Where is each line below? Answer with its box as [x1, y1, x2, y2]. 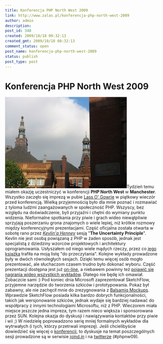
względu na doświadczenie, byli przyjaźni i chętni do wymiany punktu [5, 210, 145, 216]
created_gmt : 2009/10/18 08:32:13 [5, 39, 75, 44]
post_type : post [5, 59, 38, 64]
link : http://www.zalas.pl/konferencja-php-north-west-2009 [5, 13, 130, 18]
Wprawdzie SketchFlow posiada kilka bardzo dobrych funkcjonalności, [5, 292, 147, 298]
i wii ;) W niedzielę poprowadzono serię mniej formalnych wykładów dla [5, 318, 148, 324]
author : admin [5, 18, 34, 23]
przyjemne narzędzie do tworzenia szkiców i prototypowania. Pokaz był [5, 282, 149, 288]
